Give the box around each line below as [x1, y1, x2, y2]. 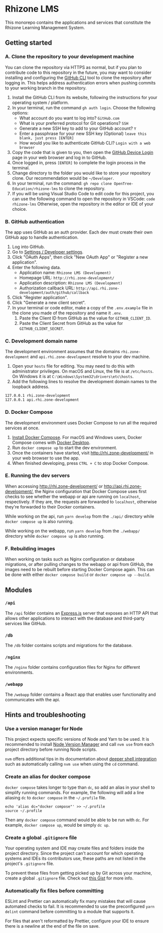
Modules [5, 586, 33, 594]
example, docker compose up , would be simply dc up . [5, 822, 110, 828]
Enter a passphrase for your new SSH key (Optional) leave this [19, 130, 147, 136]
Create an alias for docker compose [5, 773, 91, 780]
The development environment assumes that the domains [5, 349, 120, 355]
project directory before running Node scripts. [5, 746, 97, 752]
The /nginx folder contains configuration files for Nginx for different [5, 664, 140, 670]
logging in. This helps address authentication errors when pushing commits [5, 80, 156, 85]
